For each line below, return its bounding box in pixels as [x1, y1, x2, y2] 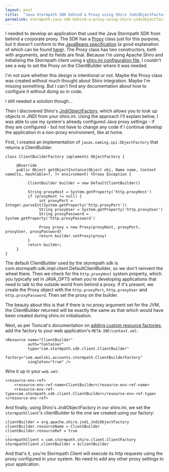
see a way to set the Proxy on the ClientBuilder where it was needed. [5, 62, 148, 69]
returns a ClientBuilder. [5, 145, 53, 151]
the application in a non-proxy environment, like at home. [5, 129, 124, 136]
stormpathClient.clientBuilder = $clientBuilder [5, 442, 109, 447]
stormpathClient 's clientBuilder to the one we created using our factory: [5, 410, 154, 416]
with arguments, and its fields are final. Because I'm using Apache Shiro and [5, 52, 163, 58]
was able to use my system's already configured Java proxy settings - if [5, 119, 155, 125]
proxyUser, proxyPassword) [5, 229, 62, 234]
